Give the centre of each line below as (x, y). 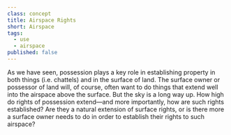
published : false (32, 53)
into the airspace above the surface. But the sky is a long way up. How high (116, 94)
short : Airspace (31, 26)
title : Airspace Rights (42, 20)
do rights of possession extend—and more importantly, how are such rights (116, 102)
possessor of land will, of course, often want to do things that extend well (113, 87)
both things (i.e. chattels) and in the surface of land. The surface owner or (114, 79)
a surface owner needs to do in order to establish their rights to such (106, 116)
